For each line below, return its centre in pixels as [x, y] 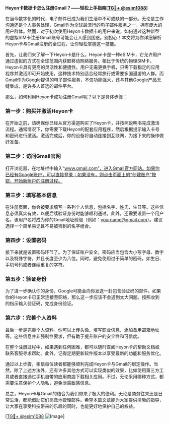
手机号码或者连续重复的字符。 [36, 265]
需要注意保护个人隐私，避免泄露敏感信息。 [49, 383]
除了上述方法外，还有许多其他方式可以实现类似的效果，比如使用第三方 [87, 370]
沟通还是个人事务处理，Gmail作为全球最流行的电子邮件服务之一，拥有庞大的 [84, 25]
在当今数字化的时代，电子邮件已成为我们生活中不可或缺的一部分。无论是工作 [84, 19]
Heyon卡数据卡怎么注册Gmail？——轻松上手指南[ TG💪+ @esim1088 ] [77, 8]
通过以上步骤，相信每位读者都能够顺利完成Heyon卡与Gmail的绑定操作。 [79, 364]
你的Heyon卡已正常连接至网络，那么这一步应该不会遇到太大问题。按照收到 [82, 297]
